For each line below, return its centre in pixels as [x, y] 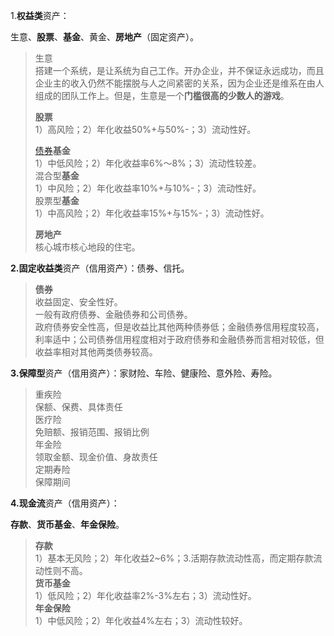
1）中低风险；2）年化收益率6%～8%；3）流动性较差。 [148, 163]
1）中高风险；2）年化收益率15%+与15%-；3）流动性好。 [152, 213]
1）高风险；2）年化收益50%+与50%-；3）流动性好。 [145, 129]
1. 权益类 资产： [40, 15]
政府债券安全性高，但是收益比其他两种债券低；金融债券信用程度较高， [179, 327]
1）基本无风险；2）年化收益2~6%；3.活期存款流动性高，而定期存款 [174, 558]
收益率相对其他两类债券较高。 [96, 352]
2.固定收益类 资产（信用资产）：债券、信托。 [100, 268]
